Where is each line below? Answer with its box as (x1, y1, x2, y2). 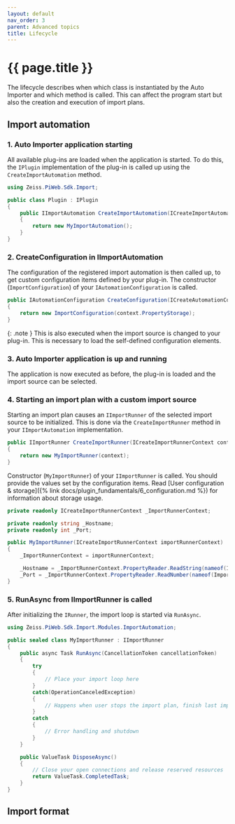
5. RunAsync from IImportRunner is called (7, 594, 152, 604)
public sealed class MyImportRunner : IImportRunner (7, 636, 164, 644)
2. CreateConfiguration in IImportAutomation (7, 252, 164, 262)
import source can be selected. (7, 377, 98, 386)
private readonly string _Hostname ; (7, 520, 114, 527)
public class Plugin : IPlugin (7, 196, 99, 203)
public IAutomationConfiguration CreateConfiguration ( (7, 297, 171, 304)
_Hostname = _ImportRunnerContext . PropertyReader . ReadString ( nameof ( (20, 565, 227, 572)
